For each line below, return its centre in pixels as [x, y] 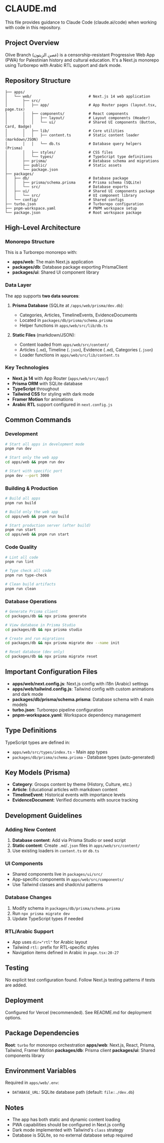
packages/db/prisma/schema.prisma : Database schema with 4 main [83, 699]
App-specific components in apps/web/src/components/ [68, 879]
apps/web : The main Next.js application [53, 262]
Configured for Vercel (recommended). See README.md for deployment [78, 1012]
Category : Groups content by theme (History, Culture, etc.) [72, 784]
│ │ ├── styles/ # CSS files [59, 152]
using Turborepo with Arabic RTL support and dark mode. [63, 65]
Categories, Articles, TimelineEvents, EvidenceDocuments [78, 315]
